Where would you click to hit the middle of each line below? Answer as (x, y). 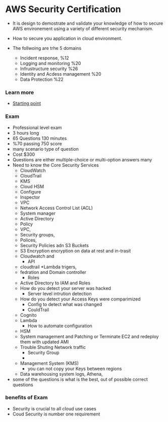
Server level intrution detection (60, 293)
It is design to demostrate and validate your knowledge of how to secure (88, 23)
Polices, (28, 240)
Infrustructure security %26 (49, 69)
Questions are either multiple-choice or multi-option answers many (82, 159)
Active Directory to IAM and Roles (55, 283)
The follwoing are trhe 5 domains (47, 48)
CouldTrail (38, 310)
